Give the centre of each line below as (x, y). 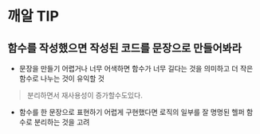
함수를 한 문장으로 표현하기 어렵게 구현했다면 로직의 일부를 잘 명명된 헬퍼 (132, 112)
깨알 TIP (33, 16)
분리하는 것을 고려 (62, 122)
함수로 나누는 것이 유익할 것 (62, 78)
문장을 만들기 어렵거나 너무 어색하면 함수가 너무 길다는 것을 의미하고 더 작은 (136, 69)
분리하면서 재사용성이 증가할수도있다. (85, 95)
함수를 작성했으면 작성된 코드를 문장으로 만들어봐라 (125, 48)
